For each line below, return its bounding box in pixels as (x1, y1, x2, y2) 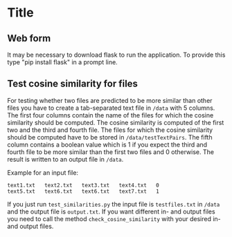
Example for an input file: (7, 168, 78, 177)
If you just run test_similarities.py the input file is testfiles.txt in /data (7, 200, 220, 208)
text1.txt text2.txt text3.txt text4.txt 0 (7, 182, 159, 189)
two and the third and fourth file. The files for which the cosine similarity (7, 126, 213, 134)
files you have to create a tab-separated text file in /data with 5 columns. (7, 104, 215, 112)
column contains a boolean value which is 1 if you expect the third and (7, 140, 208, 149)
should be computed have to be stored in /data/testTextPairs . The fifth (7, 133, 213, 141)
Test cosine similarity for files (7, 78, 139, 90)
